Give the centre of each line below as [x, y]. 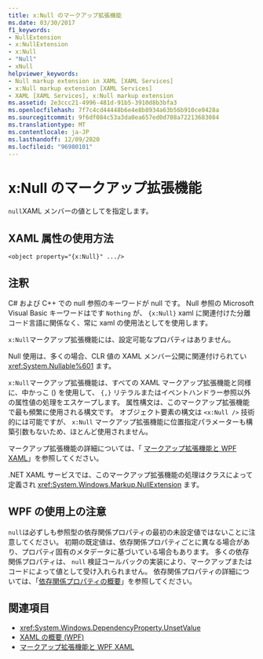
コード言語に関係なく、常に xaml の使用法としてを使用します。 [110, 322]
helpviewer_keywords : [44, 74]
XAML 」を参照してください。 [56, 458]
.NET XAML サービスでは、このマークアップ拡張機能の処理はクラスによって [131, 475]
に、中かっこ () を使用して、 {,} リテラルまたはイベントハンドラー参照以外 [130, 392]
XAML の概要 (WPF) [52, 637]
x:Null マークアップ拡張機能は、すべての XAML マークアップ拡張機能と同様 [130, 382]
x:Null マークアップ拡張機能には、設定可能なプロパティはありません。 [122, 339]
